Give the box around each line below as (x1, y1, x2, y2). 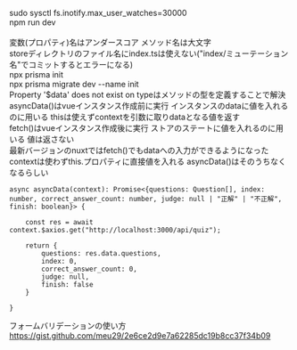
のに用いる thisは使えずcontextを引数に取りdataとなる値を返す (9, 111, 241, 122)
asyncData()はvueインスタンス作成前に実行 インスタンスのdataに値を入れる (9, 101, 289, 110)
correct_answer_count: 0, (41, 265, 138, 273)
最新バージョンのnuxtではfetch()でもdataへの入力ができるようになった (9, 145, 269, 155)
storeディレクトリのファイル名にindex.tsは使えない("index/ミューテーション (9, 48, 289, 59)
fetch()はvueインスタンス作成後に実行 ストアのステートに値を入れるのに (9, 123, 276, 133)
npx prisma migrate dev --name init (9, 79, 140, 89)
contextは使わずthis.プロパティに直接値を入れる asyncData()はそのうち (9, 156, 271, 167)
